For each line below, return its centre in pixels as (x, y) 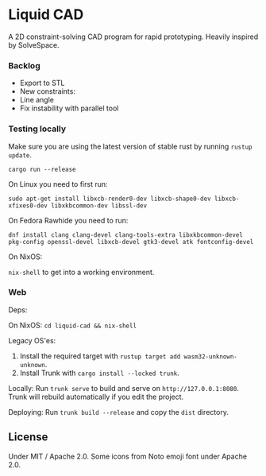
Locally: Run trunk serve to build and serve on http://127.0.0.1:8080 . (124, 388)
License (28, 437)
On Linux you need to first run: (58, 184)
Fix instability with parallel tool (69, 108)
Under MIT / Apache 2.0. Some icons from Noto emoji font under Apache (128, 456)
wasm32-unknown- (211, 356)
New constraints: (47, 91)
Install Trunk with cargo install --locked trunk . (100, 373)
